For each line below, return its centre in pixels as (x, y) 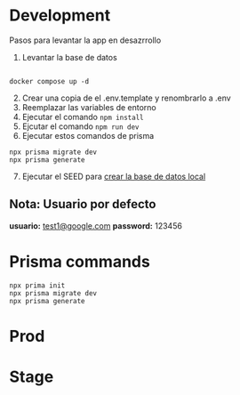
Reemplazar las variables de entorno (89, 107)
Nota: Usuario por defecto (83, 204)
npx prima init (37, 286)
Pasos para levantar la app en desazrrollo (85, 40)
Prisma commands (80, 261)
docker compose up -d (49, 81)
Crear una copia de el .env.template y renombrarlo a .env (126, 98)
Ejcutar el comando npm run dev (80, 126)
